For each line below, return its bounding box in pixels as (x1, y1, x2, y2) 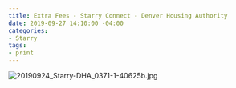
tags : (8, 42, 26, 50)
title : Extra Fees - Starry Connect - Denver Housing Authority (8, 11, 228, 20)
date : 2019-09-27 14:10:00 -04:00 (8, 19, 124, 27)
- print (8, 49, 35, 57)
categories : (8, 26, 48, 34)
